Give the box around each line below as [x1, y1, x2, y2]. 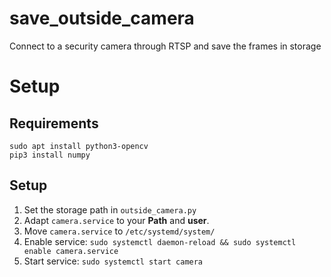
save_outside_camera [9, 7, 195, 30]
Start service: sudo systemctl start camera [23, 255, 204, 267]
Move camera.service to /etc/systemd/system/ [23, 225, 216, 237]
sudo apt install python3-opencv [9, 141, 149, 151]
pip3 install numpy [9, 150, 91, 160]
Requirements [9, 115, 99, 132]
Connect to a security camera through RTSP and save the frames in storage [9, 40, 322, 52]
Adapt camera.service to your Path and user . [23, 214, 210, 226]
